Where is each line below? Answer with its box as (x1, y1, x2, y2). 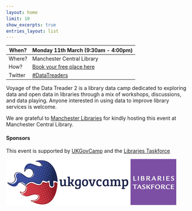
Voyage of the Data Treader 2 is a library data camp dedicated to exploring (6, 85, 187, 91)
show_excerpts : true (6, 22, 57, 28)
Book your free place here (32, 63, 95, 71)
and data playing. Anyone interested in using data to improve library (6, 97, 170, 104)
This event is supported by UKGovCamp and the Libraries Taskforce (6, 148, 170, 155)
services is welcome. (6, 103, 57, 110)
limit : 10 (6, 15, 30, 22)
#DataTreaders (32, 71, 68, 79)
